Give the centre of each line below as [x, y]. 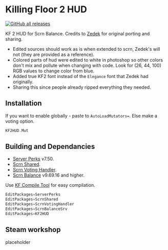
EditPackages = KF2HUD [27, 214]
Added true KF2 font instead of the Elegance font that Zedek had [80, 76]
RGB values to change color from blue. [54, 71]
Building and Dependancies [50, 147]
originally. [23, 82]
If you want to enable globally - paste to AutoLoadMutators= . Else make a [81, 116]
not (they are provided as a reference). [54, 54]
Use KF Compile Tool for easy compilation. [50, 185]
